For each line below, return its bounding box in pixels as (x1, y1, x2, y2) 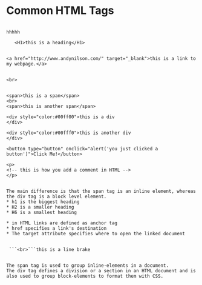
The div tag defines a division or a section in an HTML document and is (6, 267, 197, 273)
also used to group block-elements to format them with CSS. (6, 273, 164, 279)
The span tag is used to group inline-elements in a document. (6, 262, 169, 269)
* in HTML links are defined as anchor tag (6, 220, 118, 226)
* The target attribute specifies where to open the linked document (6, 230, 186, 236)
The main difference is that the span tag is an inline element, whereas (6, 188, 197, 194)
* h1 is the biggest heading (6, 198, 80, 205)
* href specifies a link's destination (6, 225, 107, 231)
